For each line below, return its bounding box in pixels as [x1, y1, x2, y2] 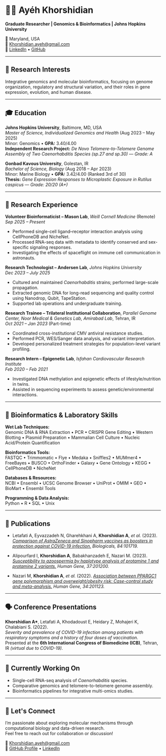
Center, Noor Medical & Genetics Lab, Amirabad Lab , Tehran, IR [5, 315, 136, 322]
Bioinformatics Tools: [5, 449, 50, 456]
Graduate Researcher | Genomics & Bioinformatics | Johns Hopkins [5, 21, 146, 27]
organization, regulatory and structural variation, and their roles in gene [5, 84, 150, 90]
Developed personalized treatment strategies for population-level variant [12, 341, 161, 347]
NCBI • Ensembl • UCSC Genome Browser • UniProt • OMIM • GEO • [5, 480, 147, 486]
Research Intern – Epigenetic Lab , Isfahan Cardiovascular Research [5, 356, 145, 362]
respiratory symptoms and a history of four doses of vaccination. [5, 634, 138, 640]
